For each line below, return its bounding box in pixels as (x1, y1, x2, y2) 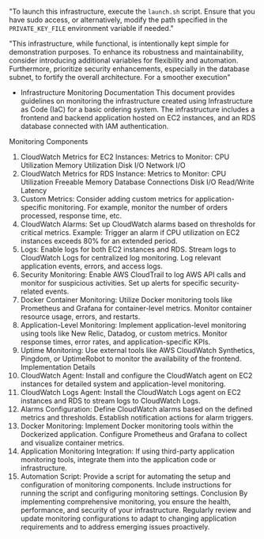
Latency (20, 186, 47, 195)
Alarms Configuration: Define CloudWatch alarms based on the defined (20, 404, 253, 414)
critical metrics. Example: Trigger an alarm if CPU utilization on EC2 (20, 228, 240, 237)
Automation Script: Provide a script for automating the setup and (20, 472, 232, 481)
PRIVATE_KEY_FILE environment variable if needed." (9, 24, 175, 32)
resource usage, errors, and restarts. (20, 312, 141, 321)
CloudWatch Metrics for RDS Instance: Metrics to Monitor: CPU (20, 169, 227, 178)
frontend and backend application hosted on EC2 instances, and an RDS (20, 113, 256, 122)
